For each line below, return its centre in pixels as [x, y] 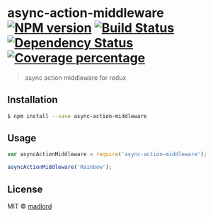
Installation [33, 100]
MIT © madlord [30, 206]
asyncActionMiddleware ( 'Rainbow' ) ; [60, 168]
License [25, 189]
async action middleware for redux [75, 77]
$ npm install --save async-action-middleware [77, 116]
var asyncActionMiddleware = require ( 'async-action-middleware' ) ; [107, 154]
